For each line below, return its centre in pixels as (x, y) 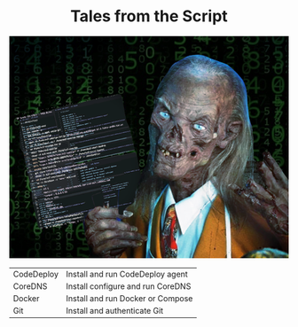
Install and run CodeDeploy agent (127, 274)
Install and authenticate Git (115, 311)
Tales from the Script (149, 16)
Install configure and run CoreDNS (129, 286)
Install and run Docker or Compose (129, 299)
